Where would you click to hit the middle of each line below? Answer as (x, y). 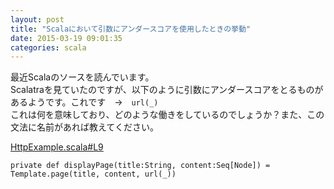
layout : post (37, 19)
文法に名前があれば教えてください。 (84, 127)
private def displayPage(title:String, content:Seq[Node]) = (140, 166)
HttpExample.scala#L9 (57, 147)
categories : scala (48, 47)
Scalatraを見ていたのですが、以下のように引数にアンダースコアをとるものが (167, 90)
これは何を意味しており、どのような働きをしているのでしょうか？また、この (167, 115)
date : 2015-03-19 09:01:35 (66, 38)
